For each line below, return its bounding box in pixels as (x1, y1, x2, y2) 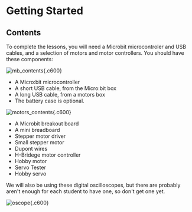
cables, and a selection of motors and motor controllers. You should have (6, 49, 184, 57)
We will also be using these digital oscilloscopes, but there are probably (6, 181, 181, 188)
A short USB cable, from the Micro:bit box (14, 85, 117, 92)
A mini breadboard (14, 127, 60, 133)
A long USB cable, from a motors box (14, 91, 105, 98)
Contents (6, 28, 41, 38)
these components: (6, 56, 53, 62)
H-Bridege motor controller (14, 151, 81, 158)
